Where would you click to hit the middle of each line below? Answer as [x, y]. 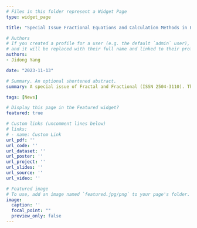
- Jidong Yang [23, 60]
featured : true [25, 113]
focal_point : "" [31, 211]
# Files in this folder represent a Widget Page [67, 11]
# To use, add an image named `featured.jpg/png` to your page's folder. [98, 194]
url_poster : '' [25, 156]
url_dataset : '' [26, 151]
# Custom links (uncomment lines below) [56, 124]
